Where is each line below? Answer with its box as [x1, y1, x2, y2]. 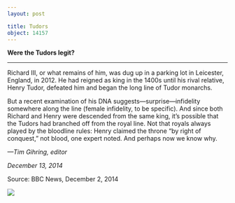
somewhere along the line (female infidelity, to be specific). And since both [7, 104, 223, 113]
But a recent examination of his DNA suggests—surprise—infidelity [7, 97, 201, 106]
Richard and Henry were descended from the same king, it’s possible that [7, 112, 219, 120]
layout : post [7, 10, 45, 17]
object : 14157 [7, 29, 49, 36]
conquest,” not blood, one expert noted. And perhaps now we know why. [7, 134, 218, 143]
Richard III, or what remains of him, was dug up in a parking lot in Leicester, [7, 69, 224, 77]
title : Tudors [7, 22, 49, 30]
